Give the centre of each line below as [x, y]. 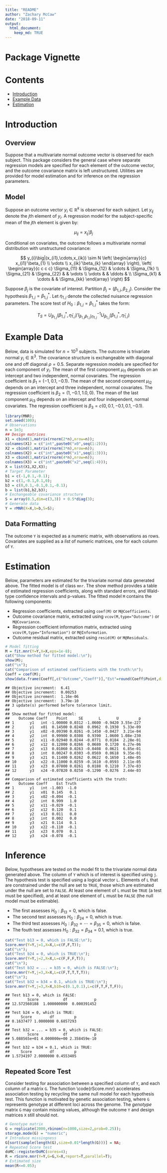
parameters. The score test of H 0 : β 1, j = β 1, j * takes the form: [68, 303]
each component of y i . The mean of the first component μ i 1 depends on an [82, 370]
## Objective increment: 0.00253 [41, 692]
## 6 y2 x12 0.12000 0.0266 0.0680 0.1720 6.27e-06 [73, 744]
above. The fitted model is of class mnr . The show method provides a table [81, 586]
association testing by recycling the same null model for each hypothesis [80, 1094]
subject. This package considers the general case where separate [73, 160]
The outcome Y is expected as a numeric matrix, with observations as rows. [83, 536]
